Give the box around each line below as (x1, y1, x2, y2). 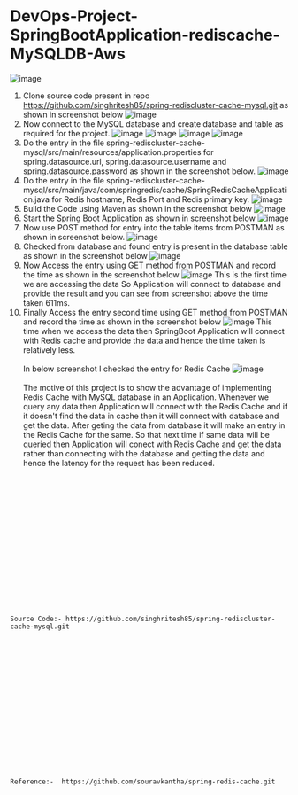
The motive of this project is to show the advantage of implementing (22, 382, 272, 393)
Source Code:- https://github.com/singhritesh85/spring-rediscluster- (10, 614, 276, 623)
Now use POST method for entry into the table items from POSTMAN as (22, 222, 286, 232)
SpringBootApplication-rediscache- (10, 25, 281, 45)
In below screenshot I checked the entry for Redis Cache (22, 363, 231, 374)
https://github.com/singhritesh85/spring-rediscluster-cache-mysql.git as (22, 99, 289, 110)
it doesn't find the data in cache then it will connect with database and (22, 410, 279, 421)
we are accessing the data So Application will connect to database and (22, 278, 282, 289)
